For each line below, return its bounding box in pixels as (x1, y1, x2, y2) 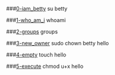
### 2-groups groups (6, 28, 58, 35)
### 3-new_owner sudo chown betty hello (6, 40, 109, 46)
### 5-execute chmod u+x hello (6, 62, 83, 70)
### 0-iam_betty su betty (6, 5, 67, 12)
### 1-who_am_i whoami (6, 17, 66, 23)
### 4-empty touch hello (6, 51, 67, 58)
